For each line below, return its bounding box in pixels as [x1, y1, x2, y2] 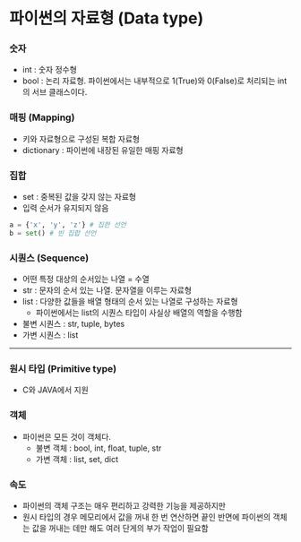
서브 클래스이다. [31, 87, 88, 98]
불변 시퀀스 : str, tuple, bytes [21, 319, 125, 330]
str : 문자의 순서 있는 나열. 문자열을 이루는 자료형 [21, 285, 193, 296]
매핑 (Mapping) [9, 111, 75, 124]
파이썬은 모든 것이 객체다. [21, 431, 112, 442]
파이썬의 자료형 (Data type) [9, 8, 204, 29]
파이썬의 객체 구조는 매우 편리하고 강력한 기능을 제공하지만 [21, 501, 227, 512]
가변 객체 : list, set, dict [35, 453, 119, 464]
